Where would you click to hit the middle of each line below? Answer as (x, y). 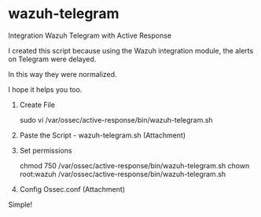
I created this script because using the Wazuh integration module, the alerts (131, 50)
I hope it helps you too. (45, 89)
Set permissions (46, 150)
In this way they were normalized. (62, 74)
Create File (37, 105)
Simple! (20, 204)
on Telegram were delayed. (52, 59)
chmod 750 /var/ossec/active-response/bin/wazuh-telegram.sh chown (134, 165)
